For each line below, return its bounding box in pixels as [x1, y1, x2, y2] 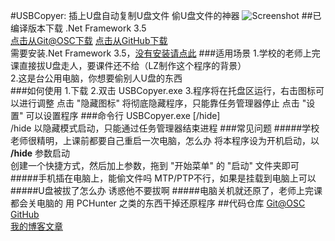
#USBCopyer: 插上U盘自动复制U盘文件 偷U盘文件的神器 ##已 [10, 10, 322, 21]
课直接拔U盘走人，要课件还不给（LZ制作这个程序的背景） [10, 60, 247, 71]
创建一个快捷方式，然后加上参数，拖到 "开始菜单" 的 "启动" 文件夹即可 [10, 160, 300, 171]
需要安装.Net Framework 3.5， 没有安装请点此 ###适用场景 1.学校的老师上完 [10, 47, 321, 59]
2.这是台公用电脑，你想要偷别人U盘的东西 [10, 72, 183, 84]
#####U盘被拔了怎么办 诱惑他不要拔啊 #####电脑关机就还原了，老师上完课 [10, 185, 323, 196]
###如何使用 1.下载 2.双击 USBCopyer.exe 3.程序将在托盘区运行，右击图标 [10, 85, 317, 96]
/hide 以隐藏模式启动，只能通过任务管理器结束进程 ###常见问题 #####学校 [10, 122, 320, 134]
